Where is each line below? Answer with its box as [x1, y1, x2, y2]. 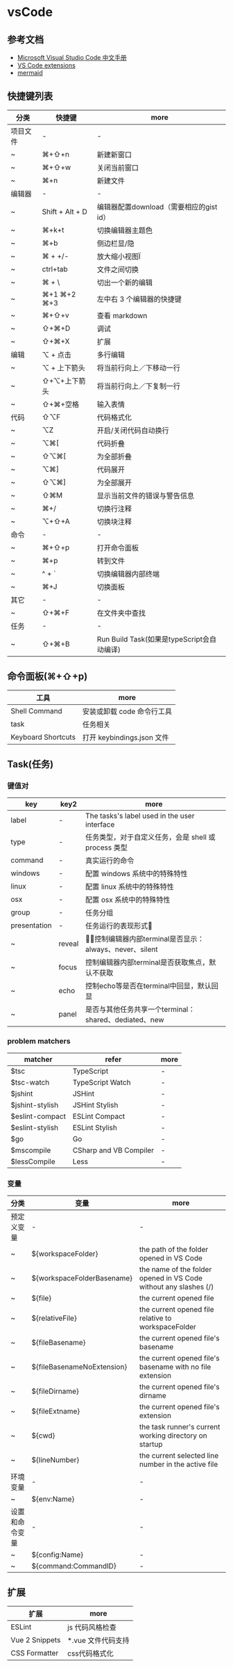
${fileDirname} [31, 1386, 80, 1396]
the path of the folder [139, 1244, 209, 1254]
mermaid [17, 69, 43, 77]
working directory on [139, 1431, 207, 1440]
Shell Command [10, 706, 62, 715]
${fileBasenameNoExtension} [31, 1362, 128, 1372]
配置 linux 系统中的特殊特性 [85, 882, 175, 891]
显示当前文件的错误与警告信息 [96, 491, 195, 500]
